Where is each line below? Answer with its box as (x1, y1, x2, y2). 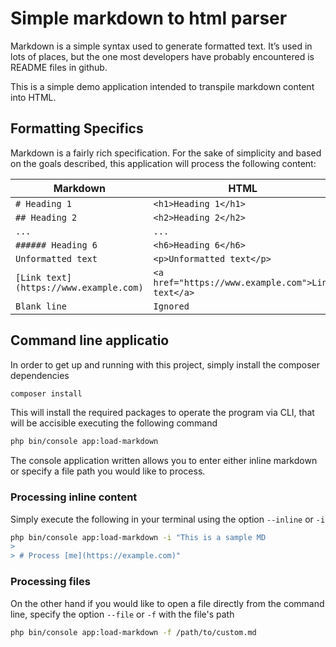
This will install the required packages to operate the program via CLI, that (10, 407, 315, 419)
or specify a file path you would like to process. (10, 465, 206, 477)
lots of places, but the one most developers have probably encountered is (10, 50, 315, 62)
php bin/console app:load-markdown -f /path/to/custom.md (10, 627, 257, 637)
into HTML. (10, 91, 57, 103)
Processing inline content (10, 490, 138, 504)
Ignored (153, 300, 190, 312)
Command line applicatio (10, 332, 170, 349)
